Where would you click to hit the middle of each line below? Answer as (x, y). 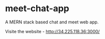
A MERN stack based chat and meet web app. (52, 22)
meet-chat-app (37, 9)
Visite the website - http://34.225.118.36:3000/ (52, 31)
